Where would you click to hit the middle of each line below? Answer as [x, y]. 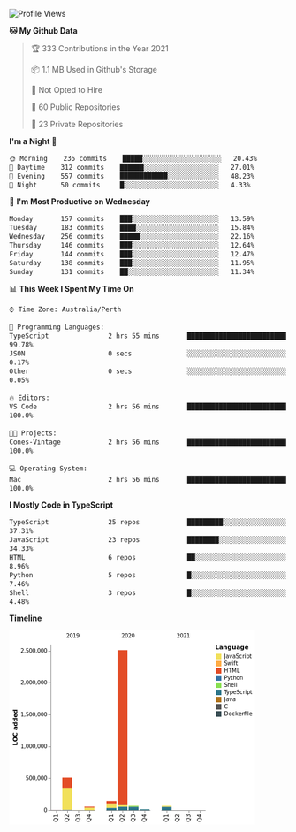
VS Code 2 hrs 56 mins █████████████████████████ [148, 407]
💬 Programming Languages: [57, 327]
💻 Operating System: [49, 469]
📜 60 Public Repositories [76, 107]
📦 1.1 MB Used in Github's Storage [94, 69]
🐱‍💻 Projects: [33, 433]
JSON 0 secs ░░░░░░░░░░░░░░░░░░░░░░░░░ [148, 354]
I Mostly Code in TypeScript [61, 505]
